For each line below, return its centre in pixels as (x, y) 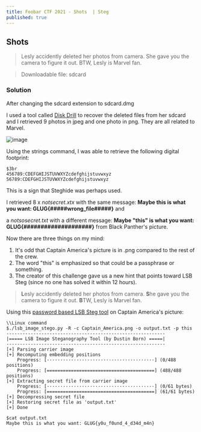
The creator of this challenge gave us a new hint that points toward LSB (104, 276)
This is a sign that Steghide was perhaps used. (64, 190)
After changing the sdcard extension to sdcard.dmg (70, 103)
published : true (26, 17)
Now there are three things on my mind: (55, 238)
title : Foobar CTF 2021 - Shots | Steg (58, 12)
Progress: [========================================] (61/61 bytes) (106, 392)
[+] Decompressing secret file (45, 397)
